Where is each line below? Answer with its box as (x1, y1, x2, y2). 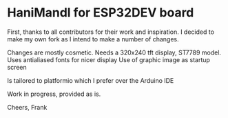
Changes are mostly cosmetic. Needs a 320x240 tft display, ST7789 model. (7, 48, 222, 57)
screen (7, 63, 28, 71)
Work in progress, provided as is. (7, 90, 101, 98)
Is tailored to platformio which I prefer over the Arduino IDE (7, 76, 174, 84)
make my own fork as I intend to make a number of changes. (7, 35, 179, 43)
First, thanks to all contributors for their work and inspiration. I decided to (7, 28, 215, 36)
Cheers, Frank (7, 103, 48, 111)
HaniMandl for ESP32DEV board (7, 5, 194, 21)
